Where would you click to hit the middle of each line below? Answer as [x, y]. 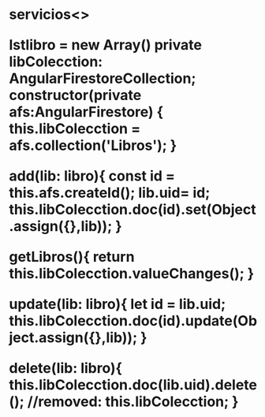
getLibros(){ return [72, 257]
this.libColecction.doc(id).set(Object [132, 210]
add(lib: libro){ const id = [92, 176]
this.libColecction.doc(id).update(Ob [133, 321]
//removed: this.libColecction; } [133, 402]
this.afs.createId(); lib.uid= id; [110, 193]
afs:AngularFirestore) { [86, 112]
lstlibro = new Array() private [105, 45]
